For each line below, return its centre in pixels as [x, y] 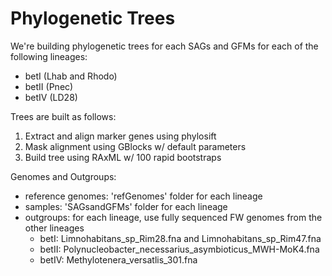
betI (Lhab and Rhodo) [71, 76]
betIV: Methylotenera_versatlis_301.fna [118, 259]
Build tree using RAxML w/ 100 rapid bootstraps [123, 157]
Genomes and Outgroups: [63, 176]
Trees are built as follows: [63, 116]
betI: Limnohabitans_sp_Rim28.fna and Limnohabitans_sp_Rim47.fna [180, 238]
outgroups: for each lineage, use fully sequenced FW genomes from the [173, 217]
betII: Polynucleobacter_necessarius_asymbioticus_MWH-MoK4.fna [179, 249]
